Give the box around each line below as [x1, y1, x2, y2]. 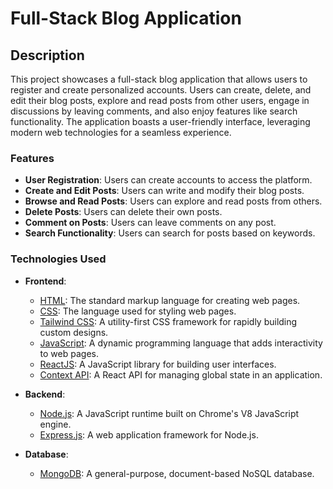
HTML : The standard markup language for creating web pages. [39, 294, 301, 306]
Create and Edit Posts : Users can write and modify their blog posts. [24, 185, 305, 197]
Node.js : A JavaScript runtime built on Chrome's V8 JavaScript [39, 407, 300, 419]
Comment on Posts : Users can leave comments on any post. [24, 217, 277, 229]
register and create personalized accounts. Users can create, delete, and [10, 84, 312, 96]
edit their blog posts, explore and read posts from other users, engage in [10, 95, 310, 106]
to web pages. [39, 347, 99, 359]
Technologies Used [10, 252, 107, 266]
